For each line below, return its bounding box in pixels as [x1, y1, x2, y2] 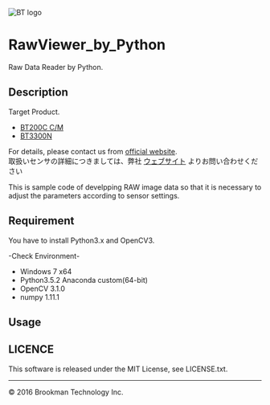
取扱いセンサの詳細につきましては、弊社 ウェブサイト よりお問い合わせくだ [8, 156, 259, 166]
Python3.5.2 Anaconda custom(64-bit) [19, 275, 149, 284]
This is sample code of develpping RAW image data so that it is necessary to [8, 182, 262, 192]
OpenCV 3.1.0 [19, 284, 66, 293]
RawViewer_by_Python [8, 36, 166, 54]
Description [8, 85, 68, 100]
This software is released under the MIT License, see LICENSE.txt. [8, 364, 228, 374]
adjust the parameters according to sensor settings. [8, 190, 180, 200]
